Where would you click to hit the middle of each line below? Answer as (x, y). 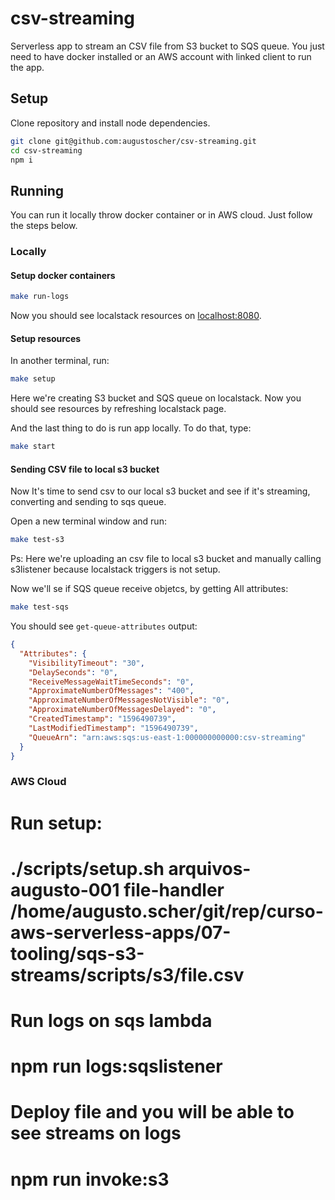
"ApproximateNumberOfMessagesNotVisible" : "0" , (129, 700)
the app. (27, 67)
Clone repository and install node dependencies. (110, 123)
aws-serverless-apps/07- (121, 932)
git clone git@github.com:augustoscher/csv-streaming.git (133, 141)
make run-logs (40, 297)
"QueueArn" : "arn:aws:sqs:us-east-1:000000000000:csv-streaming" (167, 737)
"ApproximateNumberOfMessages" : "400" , (111, 691)
